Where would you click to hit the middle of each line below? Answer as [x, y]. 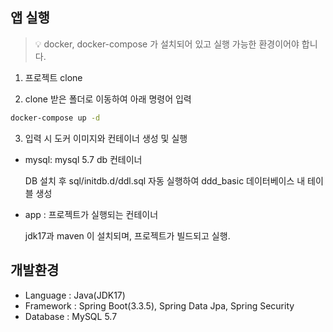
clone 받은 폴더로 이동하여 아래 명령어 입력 [108, 99]
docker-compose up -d [55, 118]
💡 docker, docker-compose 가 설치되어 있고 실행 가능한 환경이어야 [167, 44]
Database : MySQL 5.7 [71, 316]
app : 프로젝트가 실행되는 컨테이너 [91, 214]
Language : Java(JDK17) [75, 295]
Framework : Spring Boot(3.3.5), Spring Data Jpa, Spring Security [159, 305]
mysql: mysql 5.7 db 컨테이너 [83, 159]
